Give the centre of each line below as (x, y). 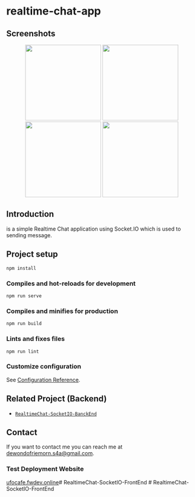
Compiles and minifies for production (62, 311)
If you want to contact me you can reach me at (64, 447)
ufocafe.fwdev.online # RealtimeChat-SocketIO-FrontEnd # (79, 482)
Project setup (32, 255)
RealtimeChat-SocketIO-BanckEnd (56, 414)
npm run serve (24, 296)
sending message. (29, 235)
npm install (21, 268)
